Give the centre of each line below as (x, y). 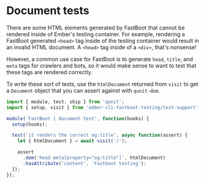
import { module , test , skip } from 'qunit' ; (65, 102)
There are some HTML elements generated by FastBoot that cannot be (96, 28)
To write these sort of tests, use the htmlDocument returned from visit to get (102, 84)
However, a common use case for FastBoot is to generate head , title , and (100, 59)
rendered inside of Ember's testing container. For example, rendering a (96, 34)
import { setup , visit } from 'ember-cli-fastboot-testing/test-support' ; (104, 107)
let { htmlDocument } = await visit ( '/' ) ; (72, 141)
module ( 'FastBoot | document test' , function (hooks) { (78, 118)
